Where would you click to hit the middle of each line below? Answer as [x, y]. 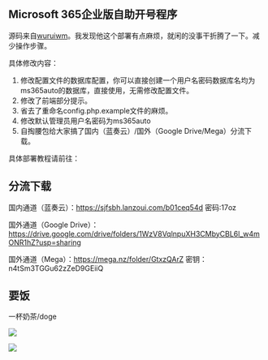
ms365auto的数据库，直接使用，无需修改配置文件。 [107, 90]
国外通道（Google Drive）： [54, 225]
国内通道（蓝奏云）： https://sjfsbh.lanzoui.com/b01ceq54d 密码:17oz [123, 207]
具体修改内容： [33, 62]
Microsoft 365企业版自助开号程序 [93, 15]
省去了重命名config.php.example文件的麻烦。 [96, 110]
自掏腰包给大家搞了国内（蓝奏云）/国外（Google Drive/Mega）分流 [132, 131]
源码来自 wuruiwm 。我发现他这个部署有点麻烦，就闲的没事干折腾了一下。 [131, 36]
